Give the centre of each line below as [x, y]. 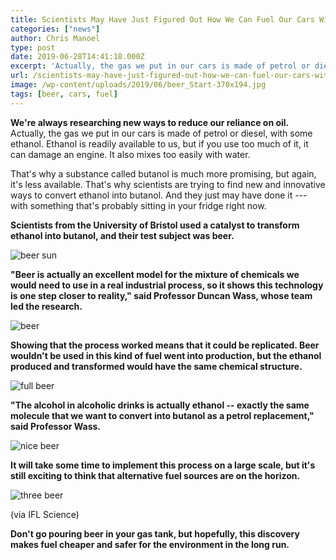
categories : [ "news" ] [55, 29]
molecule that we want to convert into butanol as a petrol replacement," [162, 415]
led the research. [46, 306]
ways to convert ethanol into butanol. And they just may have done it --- [159, 195]
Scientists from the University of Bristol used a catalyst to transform [155, 225]
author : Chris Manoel [55, 38]
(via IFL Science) [45, 514]
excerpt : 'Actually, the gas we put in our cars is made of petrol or [160, 66]
